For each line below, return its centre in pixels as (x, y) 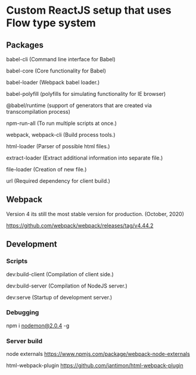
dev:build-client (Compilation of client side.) (60, 274)
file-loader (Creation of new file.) (46, 169)
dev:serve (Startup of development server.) (59, 297)
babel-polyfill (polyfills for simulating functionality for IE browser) (86, 94)
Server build (24, 341)
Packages (25, 45)
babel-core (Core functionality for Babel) (56, 71)
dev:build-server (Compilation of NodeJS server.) (67, 286)
